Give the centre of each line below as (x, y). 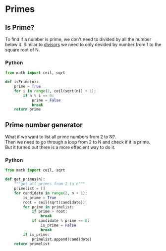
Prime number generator (44, 125)
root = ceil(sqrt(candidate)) (54, 202)
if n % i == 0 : (39, 96)
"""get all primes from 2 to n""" (50, 184)
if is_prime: (36, 234)
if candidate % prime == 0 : (61, 221)
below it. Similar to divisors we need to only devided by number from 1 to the (83, 45)
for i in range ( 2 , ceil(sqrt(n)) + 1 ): (55, 91)
